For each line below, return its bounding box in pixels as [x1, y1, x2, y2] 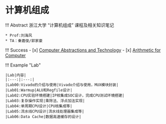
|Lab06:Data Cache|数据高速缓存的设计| [5, 114, 81, 119]
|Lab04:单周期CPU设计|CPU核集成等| [5, 103, 72, 108]
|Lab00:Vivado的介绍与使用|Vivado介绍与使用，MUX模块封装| [5, 82, 119, 87]
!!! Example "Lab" [5, 62, 41, 68]
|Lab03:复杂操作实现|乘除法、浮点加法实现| [5, 98, 85, 103]
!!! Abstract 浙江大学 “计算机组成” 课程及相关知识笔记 [5, 22, 114, 28]
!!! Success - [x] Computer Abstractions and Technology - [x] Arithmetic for [5, 47, 161, 53]
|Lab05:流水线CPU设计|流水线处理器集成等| [5, 108, 84, 114]
